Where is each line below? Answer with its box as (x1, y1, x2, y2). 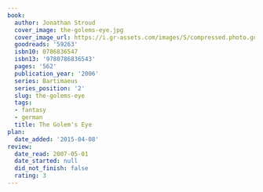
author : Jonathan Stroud (14, 19, 96, 27)
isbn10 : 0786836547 (14, 48, 79, 56)
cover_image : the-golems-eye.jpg (14, 26, 124, 34)
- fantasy (14, 107, 46, 114)
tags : (14, 99, 33, 107)
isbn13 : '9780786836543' (14, 56, 96, 63)
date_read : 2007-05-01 (14, 150, 89, 158)
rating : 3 (14, 172, 46, 180)
